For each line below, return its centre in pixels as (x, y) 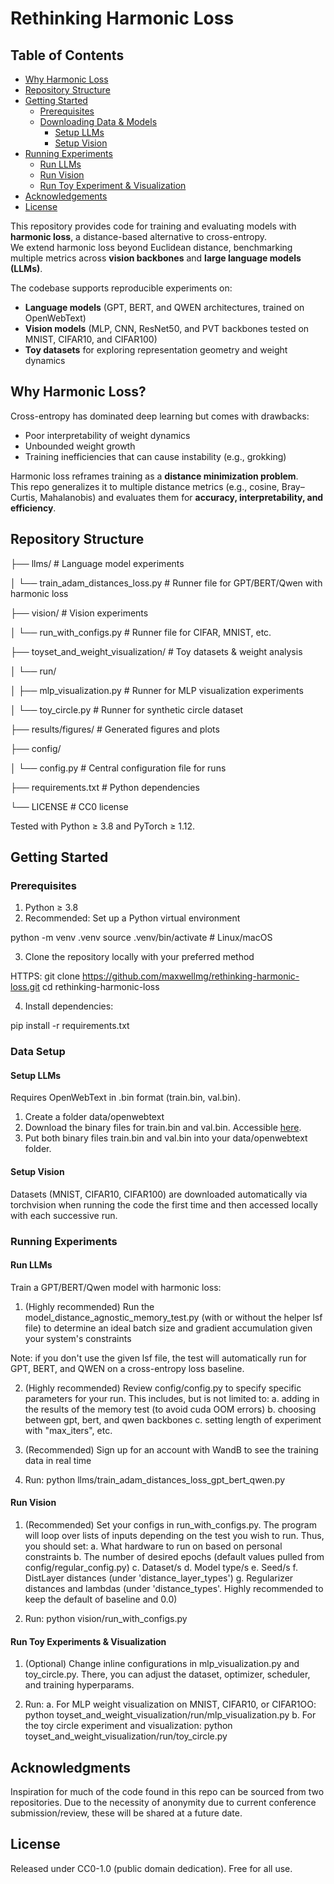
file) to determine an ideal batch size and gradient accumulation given (168, 1328)
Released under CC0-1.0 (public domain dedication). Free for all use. (151, 1868)
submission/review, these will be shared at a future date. (126, 1813)
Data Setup (38, 1052)
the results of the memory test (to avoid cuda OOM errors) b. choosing (170, 1409)
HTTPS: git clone (45, 976)
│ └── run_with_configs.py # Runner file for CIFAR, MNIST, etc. (141, 632)
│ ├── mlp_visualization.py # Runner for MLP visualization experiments (157, 690)
